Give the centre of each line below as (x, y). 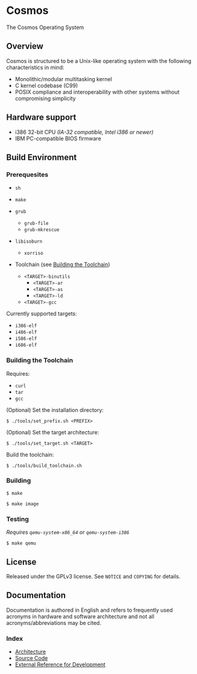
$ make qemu (21, 543)
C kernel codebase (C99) (46, 85)
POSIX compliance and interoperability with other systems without (97, 92)
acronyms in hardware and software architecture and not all (80, 616)
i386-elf (26, 326)
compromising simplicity (45, 98)
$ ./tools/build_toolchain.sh (44, 466)
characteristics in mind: (35, 67)
